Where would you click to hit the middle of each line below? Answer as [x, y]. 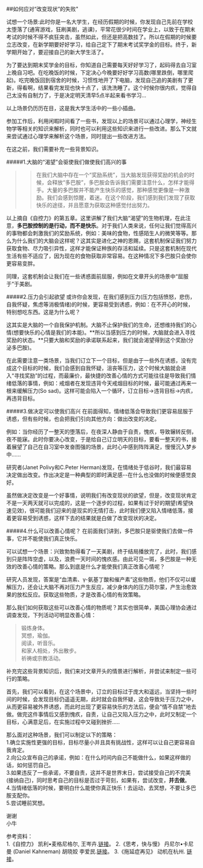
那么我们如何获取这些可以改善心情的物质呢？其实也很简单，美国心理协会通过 [101, 607]
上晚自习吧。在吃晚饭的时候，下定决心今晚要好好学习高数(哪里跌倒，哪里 [97, 72]
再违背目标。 [22, 398]
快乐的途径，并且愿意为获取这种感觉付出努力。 [94, 205]
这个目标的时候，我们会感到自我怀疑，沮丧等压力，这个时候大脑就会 [96, 368]
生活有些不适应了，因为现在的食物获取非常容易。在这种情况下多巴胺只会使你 [101, 256]
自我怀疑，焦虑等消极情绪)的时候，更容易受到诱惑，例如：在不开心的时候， [100, 304]
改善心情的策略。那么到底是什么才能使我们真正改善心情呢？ [91, 566]
